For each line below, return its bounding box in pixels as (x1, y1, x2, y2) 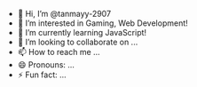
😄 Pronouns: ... (17, 59, 75, 70)
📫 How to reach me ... (17, 47, 100, 57)
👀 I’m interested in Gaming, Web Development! (17, 18, 188, 28)
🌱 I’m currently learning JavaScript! (17, 28, 147, 37)
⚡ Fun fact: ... (17, 69, 67, 80)
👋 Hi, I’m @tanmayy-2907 (17, 9, 112, 19)
